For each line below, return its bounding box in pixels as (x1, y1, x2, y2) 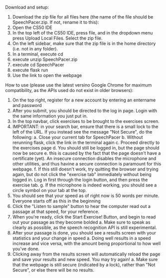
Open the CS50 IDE (12, 24, 52, 30)
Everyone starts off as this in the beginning (12, 198, 101, 204)
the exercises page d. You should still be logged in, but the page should (12, 145, 160, 150)
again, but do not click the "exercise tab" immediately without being (12, 171, 152, 177)
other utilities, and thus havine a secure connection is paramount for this (12, 161, 162, 166)
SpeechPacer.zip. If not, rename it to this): (12, 19, 99, 25)
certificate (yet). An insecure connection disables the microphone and (12, 155, 157, 161)
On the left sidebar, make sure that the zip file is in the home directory (12, 40, 156, 46)
